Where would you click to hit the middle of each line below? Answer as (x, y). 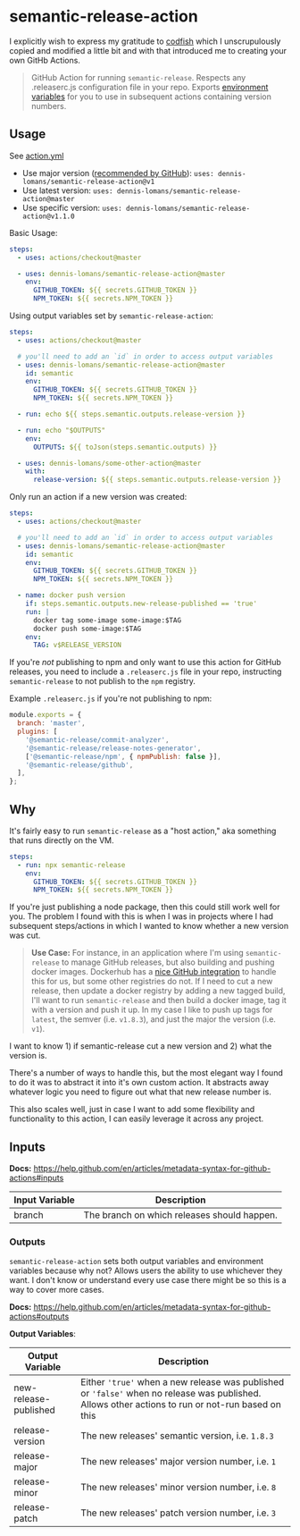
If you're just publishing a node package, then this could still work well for (145, 907)
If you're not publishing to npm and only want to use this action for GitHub (145, 663)
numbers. (49, 105)
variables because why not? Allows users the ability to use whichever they (146, 1270)
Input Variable (45, 1200)
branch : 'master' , (52, 723)
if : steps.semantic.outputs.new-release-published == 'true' (141, 603)
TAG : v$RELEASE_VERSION (77, 646)
